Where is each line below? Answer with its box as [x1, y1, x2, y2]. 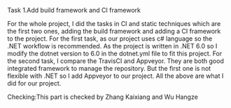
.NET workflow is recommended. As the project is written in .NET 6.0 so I [7, 42, 218, 50]
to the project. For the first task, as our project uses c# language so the [7, 34, 213, 43]
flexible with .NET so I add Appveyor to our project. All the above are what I [7, 72, 224, 80]
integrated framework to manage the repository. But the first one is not [7, 65, 211, 72]
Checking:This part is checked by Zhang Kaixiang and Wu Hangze [7, 93, 198, 101]
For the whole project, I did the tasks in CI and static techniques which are [7, 20, 221, 27]
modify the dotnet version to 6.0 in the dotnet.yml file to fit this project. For [7, 49, 223, 58]
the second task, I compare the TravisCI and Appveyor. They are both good [7, 57, 224, 65]
